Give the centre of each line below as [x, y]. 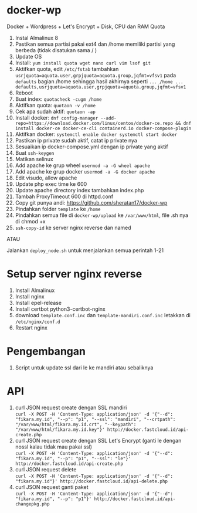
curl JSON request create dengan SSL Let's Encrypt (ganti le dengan [98, 440]
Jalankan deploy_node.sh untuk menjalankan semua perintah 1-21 [85, 250]
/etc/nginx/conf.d [38, 322]
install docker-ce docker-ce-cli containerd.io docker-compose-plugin [103, 128]
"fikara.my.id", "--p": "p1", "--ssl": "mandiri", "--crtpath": [95, 419]
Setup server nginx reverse [74, 274]
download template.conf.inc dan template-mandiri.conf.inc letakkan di [103, 315]
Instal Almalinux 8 [36, 38]
